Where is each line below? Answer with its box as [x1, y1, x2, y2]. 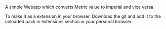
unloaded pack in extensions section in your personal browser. [5, 19, 133, 24]
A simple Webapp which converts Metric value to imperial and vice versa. [5, 4, 155, 10]
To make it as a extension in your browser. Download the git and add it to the [5, 14, 161, 19]
